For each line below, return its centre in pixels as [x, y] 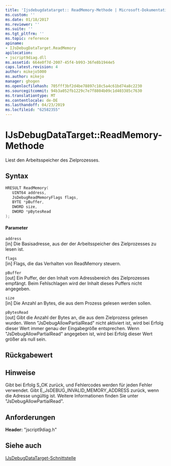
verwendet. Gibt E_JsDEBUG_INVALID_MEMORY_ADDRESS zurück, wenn [82, 390]
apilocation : [19, 53]
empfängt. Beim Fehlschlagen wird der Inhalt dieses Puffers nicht [74, 284]
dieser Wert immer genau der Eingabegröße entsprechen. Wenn [72, 329]
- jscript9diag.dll [26, 57]
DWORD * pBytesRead [32, 212]
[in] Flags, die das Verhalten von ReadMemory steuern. [63, 264]
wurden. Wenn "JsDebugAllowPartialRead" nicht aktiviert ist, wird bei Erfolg [84, 323]
